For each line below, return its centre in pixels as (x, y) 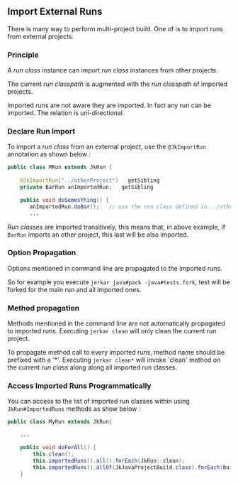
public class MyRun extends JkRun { (60, 422)
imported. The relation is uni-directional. (66, 113)
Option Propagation (42, 253)
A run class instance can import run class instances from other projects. (113, 70)
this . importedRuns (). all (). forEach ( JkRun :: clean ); (109, 461)
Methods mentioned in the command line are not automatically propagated (116, 323)
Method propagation (44, 308)
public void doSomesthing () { (65, 200)
